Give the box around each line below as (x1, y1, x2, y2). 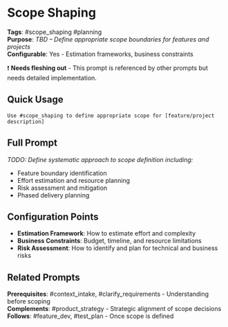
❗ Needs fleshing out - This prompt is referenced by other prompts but (7, 64, 209, 72)
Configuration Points (7, 211, 99, 222)
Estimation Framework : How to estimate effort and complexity (17, 229, 196, 238)
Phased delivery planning (17, 191, 90, 199)
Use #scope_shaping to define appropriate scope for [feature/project (7, 112, 215, 119)
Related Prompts (7, 272, 81, 283)
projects (7, 42, 31, 51)
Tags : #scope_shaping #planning (7, 28, 102, 36)
